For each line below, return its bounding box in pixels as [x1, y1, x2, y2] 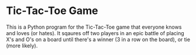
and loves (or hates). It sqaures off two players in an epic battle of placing [6, 29, 185, 36]
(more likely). [6, 42, 38, 49]
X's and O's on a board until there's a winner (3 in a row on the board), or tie [6, 36, 191, 43]
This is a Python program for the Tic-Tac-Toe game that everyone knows [6, 23, 182, 30]
